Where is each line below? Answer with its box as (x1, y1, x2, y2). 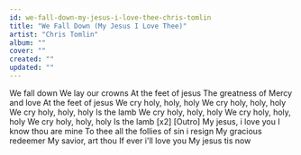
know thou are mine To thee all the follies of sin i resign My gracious (9, 125, 263, 136)
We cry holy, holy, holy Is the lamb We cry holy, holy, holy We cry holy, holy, (9, 107, 291, 117)
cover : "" (9, 47, 47, 56)
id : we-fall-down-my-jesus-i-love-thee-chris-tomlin (9, 13, 212, 22)
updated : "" (9, 64, 54, 73)
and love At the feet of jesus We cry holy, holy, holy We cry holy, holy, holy (9, 97, 287, 108)
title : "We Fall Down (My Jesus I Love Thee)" (9, 22, 187, 30)
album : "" (9, 38, 47, 47)
